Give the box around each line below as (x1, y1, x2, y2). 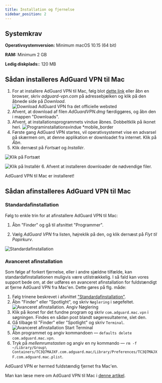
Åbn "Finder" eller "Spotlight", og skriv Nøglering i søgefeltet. (12, 299, 134, 305)
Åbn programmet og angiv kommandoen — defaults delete (12, 330, 132, 336)
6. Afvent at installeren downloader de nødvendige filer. (41, 163, 152, 170)
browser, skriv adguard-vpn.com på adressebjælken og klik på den (12, 93, 147, 99)
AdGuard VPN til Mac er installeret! (5, 173, 74, 179)
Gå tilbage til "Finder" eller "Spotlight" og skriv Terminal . (12, 319, 125, 325)
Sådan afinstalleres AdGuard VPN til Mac (5, 187, 131, 195)
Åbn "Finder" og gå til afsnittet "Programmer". (12, 222, 104, 228)
